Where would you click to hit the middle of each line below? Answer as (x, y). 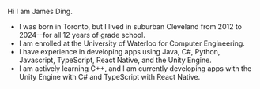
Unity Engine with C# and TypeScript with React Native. (109, 77)
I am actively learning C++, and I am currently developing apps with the (135, 69)
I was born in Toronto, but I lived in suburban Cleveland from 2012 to (130, 26)
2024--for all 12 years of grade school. (82, 35)
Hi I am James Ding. (40, 11)
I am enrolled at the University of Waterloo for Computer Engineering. (132, 43)
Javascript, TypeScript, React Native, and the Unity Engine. (115, 60)
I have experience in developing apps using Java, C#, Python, (119, 52)
